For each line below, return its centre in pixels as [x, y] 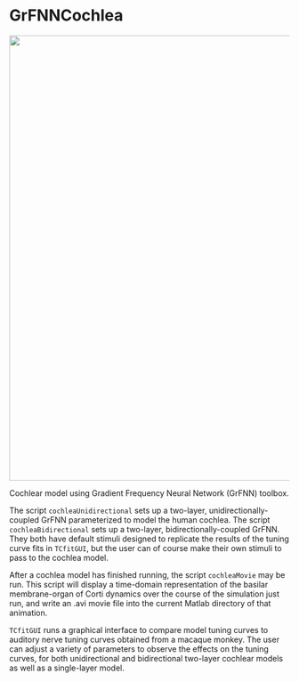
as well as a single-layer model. [67, 668]
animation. [28, 613]
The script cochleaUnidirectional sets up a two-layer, [108, 510]
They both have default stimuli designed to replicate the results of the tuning [149, 539]
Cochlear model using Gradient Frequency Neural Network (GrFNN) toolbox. [149, 493]
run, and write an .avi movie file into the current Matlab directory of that [140, 603]
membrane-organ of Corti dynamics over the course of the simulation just [145, 594]
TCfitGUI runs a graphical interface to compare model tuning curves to [139, 629]
